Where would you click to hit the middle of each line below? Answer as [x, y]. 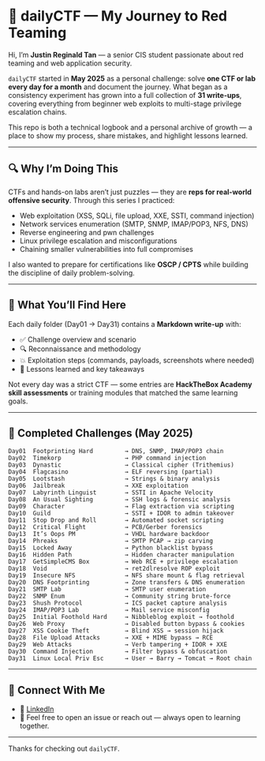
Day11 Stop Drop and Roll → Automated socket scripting [116, 520]
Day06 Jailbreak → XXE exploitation [99, 486]
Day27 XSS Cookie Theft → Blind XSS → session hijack [116, 631]
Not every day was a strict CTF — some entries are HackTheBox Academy [130, 384]
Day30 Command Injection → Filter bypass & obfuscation [118, 652]
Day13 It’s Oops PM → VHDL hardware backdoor [109, 534]
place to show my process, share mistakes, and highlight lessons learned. [128, 135]
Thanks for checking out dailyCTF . [64, 748]
